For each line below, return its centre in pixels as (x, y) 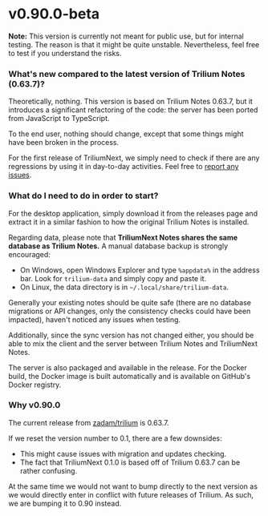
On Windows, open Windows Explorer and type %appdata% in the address (140, 270)
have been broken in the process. (64, 143)
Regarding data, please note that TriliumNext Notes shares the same (123, 237)
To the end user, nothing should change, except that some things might (126, 134)
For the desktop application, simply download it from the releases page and (133, 213)
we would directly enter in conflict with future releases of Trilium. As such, (131, 494)
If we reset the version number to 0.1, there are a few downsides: (115, 438)
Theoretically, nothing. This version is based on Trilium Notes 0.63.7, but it (130, 102)
